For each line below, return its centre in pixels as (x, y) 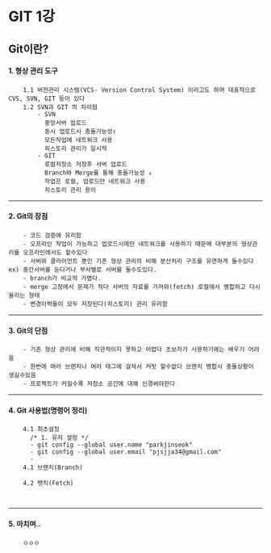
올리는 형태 (24, 295)
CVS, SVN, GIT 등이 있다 (47, 98)
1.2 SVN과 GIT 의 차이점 (60, 107)
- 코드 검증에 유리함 (52, 235)
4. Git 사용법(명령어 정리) (48, 410)
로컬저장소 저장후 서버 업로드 (85, 164)
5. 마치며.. (25, 524)
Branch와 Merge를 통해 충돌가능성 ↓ (98, 173)
